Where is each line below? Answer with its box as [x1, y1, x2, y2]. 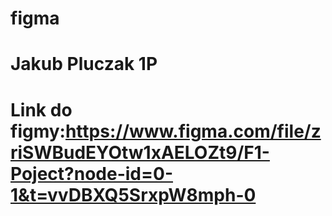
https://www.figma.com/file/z [64, 120, 322, 142]
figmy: [10, 120, 66, 142]
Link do [10, 98, 73, 121]
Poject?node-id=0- [10, 162, 173, 185]
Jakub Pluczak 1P [10, 53, 158, 76]
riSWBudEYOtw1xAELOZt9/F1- [10, 141, 270, 164]
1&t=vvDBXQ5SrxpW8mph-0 [10, 183, 257, 206]
